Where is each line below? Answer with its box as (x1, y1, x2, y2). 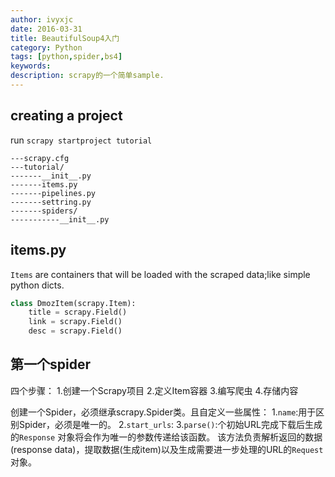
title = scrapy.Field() (28, 307, 128, 318)
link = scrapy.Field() (28, 317, 123, 327)
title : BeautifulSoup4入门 (10, 33, 120, 43)
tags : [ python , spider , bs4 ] (10, 52, 123, 62)
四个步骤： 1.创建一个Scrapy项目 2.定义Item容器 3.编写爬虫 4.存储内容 (10, 384, 299, 396)
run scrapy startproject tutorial (10, 134, 153, 146)
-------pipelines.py (10, 188, 97, 198)
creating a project (10, 107, 123, 125)
